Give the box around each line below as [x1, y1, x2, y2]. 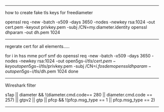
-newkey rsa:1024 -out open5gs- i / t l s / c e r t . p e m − [19, 58, 116, 64]
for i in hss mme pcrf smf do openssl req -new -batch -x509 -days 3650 [5, 53, 151, 58]
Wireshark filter [5, 82, 37, 88]
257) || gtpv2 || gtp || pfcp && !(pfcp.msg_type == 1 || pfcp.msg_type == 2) [5, 97, 155, 103]
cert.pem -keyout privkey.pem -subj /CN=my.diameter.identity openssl [5, 24, 147, 30]
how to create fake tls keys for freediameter [5, 10, 93, 15]
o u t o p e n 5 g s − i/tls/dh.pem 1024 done [5, 69, 79, 74]
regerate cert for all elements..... [5, 43, 70, 49]
